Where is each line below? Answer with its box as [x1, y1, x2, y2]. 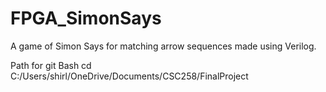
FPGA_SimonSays [10, 7, 162, 30]
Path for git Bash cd [10, 59, 92, 71]
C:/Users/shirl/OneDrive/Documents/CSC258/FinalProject [10, 70, 249, 82]
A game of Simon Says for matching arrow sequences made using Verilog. [10, 40, 317, 52]
